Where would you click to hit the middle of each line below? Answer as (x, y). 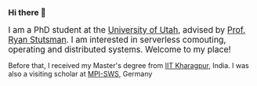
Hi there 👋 (27, 13)
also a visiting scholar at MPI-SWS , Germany (80, 74)
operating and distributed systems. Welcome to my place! (119, 50)
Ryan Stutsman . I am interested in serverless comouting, (117, 40)
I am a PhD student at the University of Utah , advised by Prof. (127, 30)
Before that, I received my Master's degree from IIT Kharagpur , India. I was (128, 66)
